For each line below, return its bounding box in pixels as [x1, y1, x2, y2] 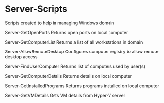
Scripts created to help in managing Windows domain [5, 20, 114, 26]
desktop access [5, 53, 38, 60]
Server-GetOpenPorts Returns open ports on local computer [5, 29, 128, 35]
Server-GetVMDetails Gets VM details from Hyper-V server [5, 92, 125, 98]
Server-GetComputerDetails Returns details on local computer [5, 73, 132, 79]
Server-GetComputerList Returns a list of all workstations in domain [5, 39, 143, 45]
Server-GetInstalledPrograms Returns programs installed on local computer [5, 83, 160, 89]
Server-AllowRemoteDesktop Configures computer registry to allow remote [5, 49, 159, 54]
